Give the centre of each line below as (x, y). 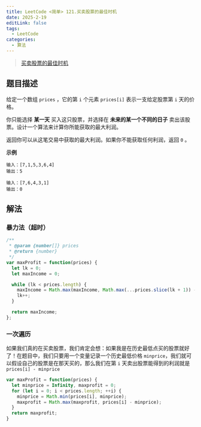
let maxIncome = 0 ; (36, 274)
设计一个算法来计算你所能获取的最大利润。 (69, 127)
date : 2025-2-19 (26, 17)
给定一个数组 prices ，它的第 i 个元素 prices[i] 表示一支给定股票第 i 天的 (98, 99)
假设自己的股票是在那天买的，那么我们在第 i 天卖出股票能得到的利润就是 (100, 364)
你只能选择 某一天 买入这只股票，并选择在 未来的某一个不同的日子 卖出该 (96, 119)
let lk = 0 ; (27, 268)
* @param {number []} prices (44, 246)
